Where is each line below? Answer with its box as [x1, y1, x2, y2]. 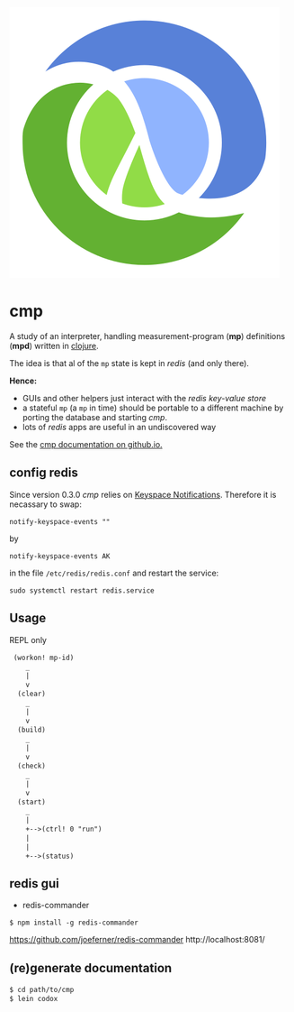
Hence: [9, 375, 38, 386]
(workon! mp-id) [13, 653, 75, 662]
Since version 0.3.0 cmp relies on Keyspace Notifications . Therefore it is [9, 489, 277, 500]
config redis [9, 465, 79, 481]
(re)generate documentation [9, 960, 173, 976]
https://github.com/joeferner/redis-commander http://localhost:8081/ [9, 934, 265, 945]
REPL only [9, 634, 48, 645]
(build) [17, 725, 47, 734]
